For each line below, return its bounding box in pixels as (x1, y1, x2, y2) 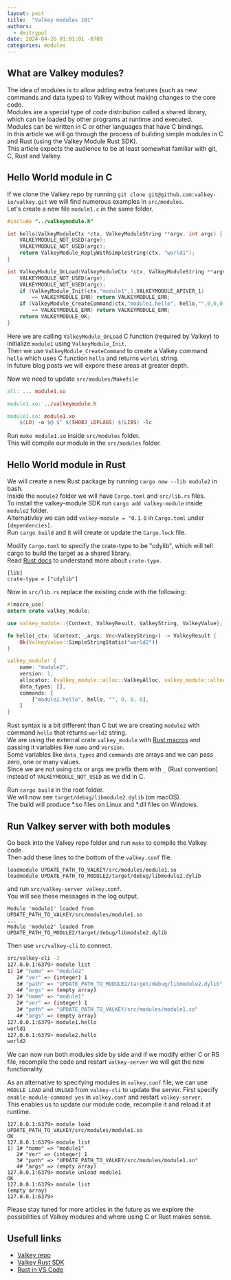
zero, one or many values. (7, 758, 81, 766)
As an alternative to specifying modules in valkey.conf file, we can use (7, 1078, 208, 1087)
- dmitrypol (13, 29, 48, 36)
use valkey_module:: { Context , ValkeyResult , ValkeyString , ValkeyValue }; (7, 620, 223, 627)
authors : (7, 23, 32, 30)
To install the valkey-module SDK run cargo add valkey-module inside (7, 499, 203, 507)
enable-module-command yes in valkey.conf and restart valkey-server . (7, 1093, 203, 1102)
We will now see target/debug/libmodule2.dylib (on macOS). (7, 793, 181, 801)
